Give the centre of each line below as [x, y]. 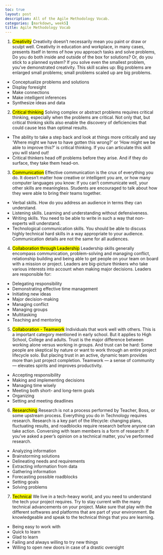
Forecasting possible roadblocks [45, 477]
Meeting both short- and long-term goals [53, 391]
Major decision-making [35, 299]
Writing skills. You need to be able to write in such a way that [73, 218]
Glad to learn [25, 537]
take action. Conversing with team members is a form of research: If [80, 431]
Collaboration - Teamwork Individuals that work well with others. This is [84, 329]
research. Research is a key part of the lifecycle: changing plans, [77, 421]
